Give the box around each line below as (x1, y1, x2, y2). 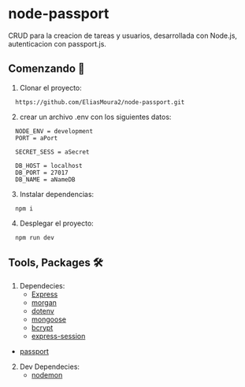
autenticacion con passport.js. (8, 39, 106, 48)
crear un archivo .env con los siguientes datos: (19, 112, 172, 121)
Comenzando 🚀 (8, 62, 85, 76)
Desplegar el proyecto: (19, 218, 95, 228)
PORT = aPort (15, 134, 58, 142)
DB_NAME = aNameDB (15, 175, 76, 184)
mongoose (31, 314, 67, 324)
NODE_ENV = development (15, 127, 93, 135)
